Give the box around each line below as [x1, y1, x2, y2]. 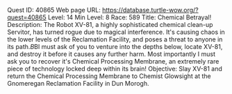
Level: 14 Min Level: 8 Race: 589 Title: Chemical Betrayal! [47, 13, 212, 21]
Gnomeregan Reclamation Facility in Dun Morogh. [7, 79, 149, 87]
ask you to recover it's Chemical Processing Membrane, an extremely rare [7, 57, 219, 65]
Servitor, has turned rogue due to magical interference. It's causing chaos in [7, 28, 226, 36]
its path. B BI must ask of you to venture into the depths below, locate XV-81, [7, 43, 223, 50]
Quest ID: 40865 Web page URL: [7, 6, 101, 14]
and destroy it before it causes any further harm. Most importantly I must [7, 50, 215, 58]
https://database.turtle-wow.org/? [101, 6, 199, 14]
